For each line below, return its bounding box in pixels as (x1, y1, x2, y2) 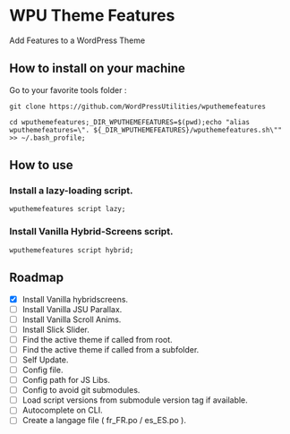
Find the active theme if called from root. (21, 334, 173, 345)
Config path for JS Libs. (21, 375, 110, 386)
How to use (9, 157, 73, 173)
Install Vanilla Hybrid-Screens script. (9, 226, 174, 238)
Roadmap (9, 270, 64, 285)
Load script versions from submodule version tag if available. (21, 395, 248, 405)
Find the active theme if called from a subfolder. (21, 344, 200, 354)
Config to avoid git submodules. (21, 385, 141, 396)
